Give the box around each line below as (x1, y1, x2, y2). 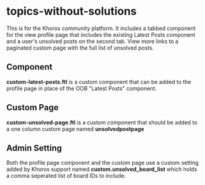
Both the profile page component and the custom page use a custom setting (6, 159, 199, 167)
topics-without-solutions (6, 4, 137, 18)
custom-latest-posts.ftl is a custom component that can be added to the (6, 78, 192, 85)
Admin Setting (6, 143, 62, 153)
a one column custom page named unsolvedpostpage (6, 125, 144, 132)
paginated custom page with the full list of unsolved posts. (6, 44, 154, 51)
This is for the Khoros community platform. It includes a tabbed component (6, 25, 196, 32)
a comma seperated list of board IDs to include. (6, 172, 126, 179)
